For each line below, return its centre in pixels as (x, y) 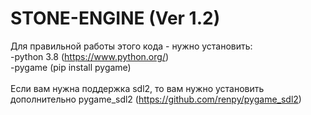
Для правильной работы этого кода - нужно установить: (131, 46)
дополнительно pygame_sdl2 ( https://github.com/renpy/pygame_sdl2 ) (156, 99)
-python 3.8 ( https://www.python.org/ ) (90, 56)
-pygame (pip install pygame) (71, 67)
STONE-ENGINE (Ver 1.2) (115, 18)
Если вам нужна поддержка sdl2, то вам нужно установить (137, 88)
